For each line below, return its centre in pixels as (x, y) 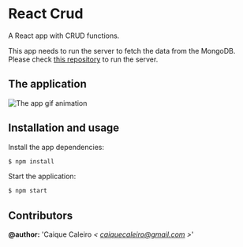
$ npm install (32, 161)
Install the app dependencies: (56, 147)
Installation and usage (64, 128)
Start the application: (42, 176)
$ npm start (28, 191)
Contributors (41, 215)
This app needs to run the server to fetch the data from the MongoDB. (122, 51)
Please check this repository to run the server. (83, 59)
